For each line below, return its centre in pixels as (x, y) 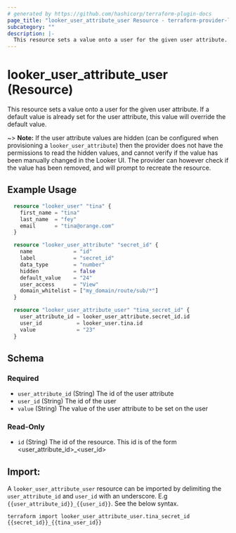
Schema (26, 358)
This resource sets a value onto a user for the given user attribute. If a (108, 109)
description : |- (31, 33)
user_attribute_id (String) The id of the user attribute (96, 394)
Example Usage (42, 190)
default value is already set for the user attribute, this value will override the (117, 117)
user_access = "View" (59, 284)
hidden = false (58, 271)
